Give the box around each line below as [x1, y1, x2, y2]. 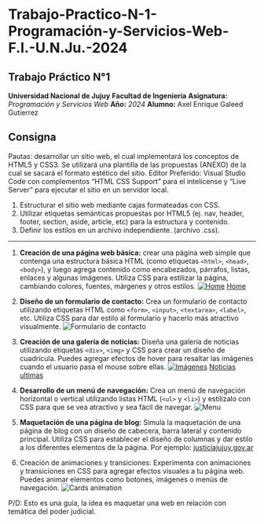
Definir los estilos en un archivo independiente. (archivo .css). [19, 225, 220, 234]
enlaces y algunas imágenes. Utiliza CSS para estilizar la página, [19, 273, 229, 282]
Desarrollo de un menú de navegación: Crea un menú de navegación [19, 386, 246, 395]
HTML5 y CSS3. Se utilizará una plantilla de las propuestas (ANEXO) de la [8, 160, 247, 169]
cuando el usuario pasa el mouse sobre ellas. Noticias [19, 362, 236, 371]
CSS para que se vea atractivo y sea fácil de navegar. [19, 402, 193, 411]
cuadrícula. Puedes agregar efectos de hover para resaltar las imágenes [19, 353, 254, 363]
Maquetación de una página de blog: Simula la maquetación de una [19, 417, 241, 426]
